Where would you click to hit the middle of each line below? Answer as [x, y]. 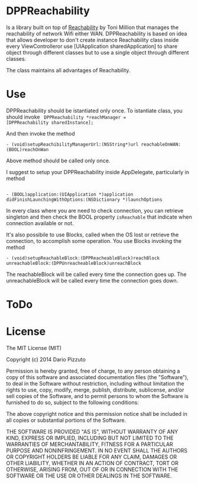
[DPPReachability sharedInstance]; [50, 123]
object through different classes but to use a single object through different [98, 52]
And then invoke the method [40, 133]
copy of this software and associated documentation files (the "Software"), [98, 377]
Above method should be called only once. [58, 161]
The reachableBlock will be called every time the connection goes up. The [96, 274]
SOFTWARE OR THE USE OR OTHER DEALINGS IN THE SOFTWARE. [89, 476]
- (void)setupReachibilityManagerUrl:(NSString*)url [72, 144]
